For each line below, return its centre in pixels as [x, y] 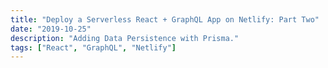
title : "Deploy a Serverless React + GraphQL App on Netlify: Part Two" [165, 19]
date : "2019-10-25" [51, 29]
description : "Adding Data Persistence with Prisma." [125, 38]
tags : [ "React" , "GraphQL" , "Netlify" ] [93, 47]
